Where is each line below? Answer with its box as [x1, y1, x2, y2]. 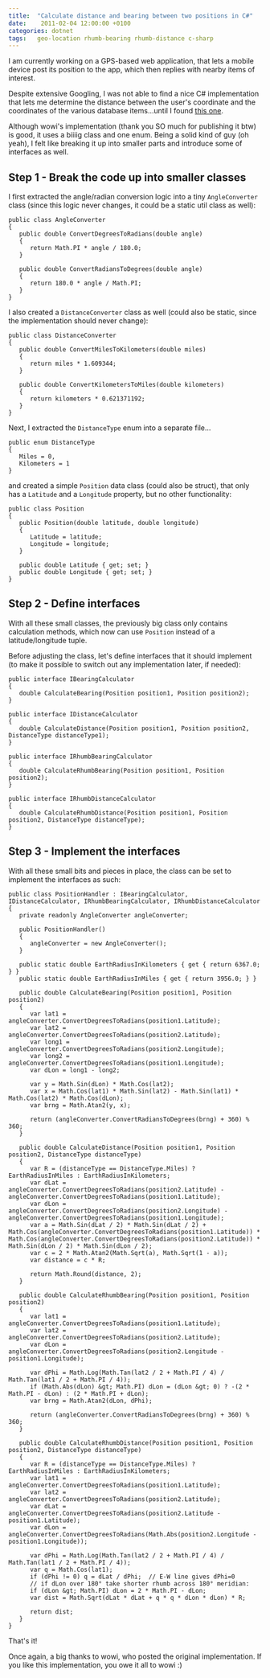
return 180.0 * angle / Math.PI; [29, 279, 142, 288]
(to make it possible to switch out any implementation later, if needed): [8, 659, 241, 669]
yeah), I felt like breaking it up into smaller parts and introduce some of [8, 138, 243, 149]
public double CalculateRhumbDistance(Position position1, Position [18, 1438, 253, 1447]
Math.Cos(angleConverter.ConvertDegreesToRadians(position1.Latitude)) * [8, 1228, 261, 1236]
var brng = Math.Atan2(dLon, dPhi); [29, 1397, 153, 1405]
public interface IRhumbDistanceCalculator [8, 794, 157, 802]
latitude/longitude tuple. [8, 635, 88, 645]
